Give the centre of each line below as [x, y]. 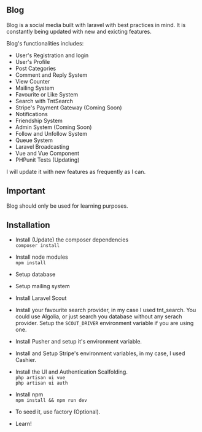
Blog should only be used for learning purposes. [67, 206]
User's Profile [33, 61]
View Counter [33, 81]
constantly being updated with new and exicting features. [79, 31]
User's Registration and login [52, 55]
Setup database [35, 274]
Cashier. [26, 360]
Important [26, 191]
